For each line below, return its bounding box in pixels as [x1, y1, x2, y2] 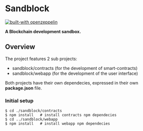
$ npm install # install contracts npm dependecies [5, 113, 117, 118]
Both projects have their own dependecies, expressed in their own [5, 80, 138, 86]
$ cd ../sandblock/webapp [5, 117, 58, 122]
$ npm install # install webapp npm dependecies [5, 121, 110, 126]
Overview [5, 43, 36, 51]
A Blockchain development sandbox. [5, 28, 82, 34]
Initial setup [5, 97, 34, 104]
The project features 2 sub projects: [5, 56, 77, 62]
